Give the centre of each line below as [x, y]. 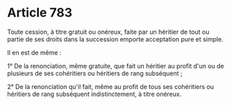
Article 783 [40, 13]
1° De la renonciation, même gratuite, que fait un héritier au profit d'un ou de [116, 66]
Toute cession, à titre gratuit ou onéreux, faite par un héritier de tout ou [108, 32]
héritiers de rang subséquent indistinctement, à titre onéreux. [94, 94]
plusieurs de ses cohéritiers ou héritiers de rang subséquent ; [95, 73]
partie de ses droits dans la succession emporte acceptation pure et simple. [115, 39]
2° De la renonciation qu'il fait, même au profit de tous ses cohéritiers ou [111, 86]
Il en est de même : [35, 52]
